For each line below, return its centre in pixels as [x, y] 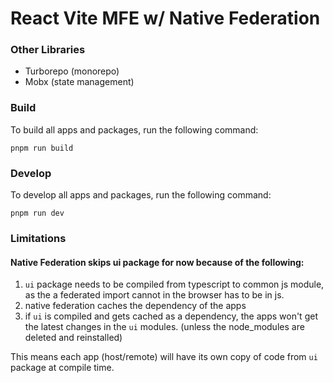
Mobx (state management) [79, 82]
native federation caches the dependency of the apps [135, 306]
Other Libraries [48, 50]
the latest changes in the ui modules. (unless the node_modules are [164, 327]
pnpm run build [42, 148]
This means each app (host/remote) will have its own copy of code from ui [164, 357]
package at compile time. [62, 368]
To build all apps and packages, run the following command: [134, 129]
